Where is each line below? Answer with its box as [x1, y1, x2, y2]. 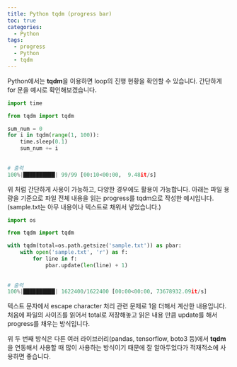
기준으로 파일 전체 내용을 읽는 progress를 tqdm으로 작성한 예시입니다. [20, 194, 214, 202]
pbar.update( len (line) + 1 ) [45, 262, 129, 269]
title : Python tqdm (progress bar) [7, 10, 112, 18]
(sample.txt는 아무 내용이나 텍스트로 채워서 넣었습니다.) [7, 202, 161, 211]
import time [7, 100, 42, 107]
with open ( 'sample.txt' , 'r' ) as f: [20, 249, 129, 256]
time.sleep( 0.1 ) [20, 139, 69, 146]
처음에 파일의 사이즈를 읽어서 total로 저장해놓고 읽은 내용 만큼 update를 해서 [7, 310, 218, 319]
